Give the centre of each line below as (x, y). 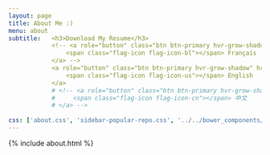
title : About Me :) (41, 23)
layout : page (30, 16)
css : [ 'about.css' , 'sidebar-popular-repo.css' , (91, 120)
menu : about (28, 31)
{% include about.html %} (51, 143)
